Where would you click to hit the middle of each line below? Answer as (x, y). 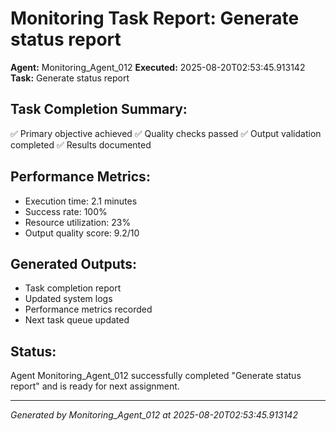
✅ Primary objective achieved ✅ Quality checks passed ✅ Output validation (166, 133)
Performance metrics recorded (88, 309)
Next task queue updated (77, 320)
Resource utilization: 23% (78, 222)
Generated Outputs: (74, 263)
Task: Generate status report (70, 78)
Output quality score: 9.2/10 (82, 233)
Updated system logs (68, 299)
